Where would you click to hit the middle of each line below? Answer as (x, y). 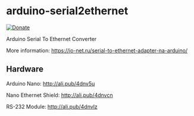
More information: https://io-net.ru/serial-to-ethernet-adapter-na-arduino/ (97, 50)
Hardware (25, 69)
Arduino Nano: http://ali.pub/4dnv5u (51, 83)
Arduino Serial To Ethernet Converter (51, 39)
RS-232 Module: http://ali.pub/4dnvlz (52, 106)
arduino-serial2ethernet (67, 11)
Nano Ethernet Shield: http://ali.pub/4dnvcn (60, 95)
